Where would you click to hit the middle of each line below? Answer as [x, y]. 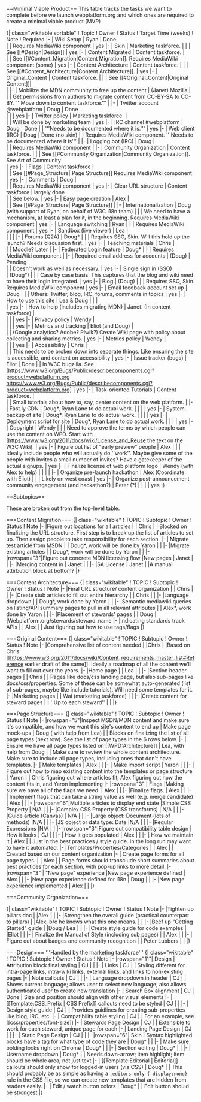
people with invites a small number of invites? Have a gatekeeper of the [94, 460]
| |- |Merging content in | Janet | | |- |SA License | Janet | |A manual [89, 564]
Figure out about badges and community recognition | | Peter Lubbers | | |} [98, 941]
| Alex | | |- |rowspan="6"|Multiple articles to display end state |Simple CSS [99, 803]
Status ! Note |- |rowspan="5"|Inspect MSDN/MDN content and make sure [98, 720]
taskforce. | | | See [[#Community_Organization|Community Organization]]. [98, 154]
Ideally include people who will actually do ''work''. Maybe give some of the [99, 453]
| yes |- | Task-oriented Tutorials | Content [124, 390]
